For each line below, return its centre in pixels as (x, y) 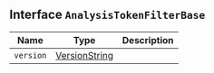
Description (148, 40)
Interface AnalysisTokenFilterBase (107, 15)
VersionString (85, 55)
